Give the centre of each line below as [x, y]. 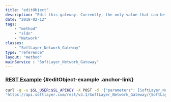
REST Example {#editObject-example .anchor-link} [69, 80]
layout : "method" [24, 57]
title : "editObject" [27, 10]
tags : [11, 24]
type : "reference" [25, 52]
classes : [15, 43]
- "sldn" [24, 33]
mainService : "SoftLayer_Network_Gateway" [52, 62]
